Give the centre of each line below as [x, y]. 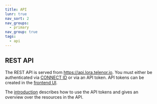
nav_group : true [21, 32]
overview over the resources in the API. [44, 97]
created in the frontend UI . [31, 82]
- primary [19, 28]
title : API [16, 9]
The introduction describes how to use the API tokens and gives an [72, 92]
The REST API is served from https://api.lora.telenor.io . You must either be [79, 72]
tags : [10, 37]
